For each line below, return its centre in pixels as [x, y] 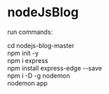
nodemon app [27, 83]
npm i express [28, 60]
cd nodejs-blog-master [41, 45]
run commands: [30, 32]
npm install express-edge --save [54, 68]
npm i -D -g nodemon [39, 76]
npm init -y [23, 53]
